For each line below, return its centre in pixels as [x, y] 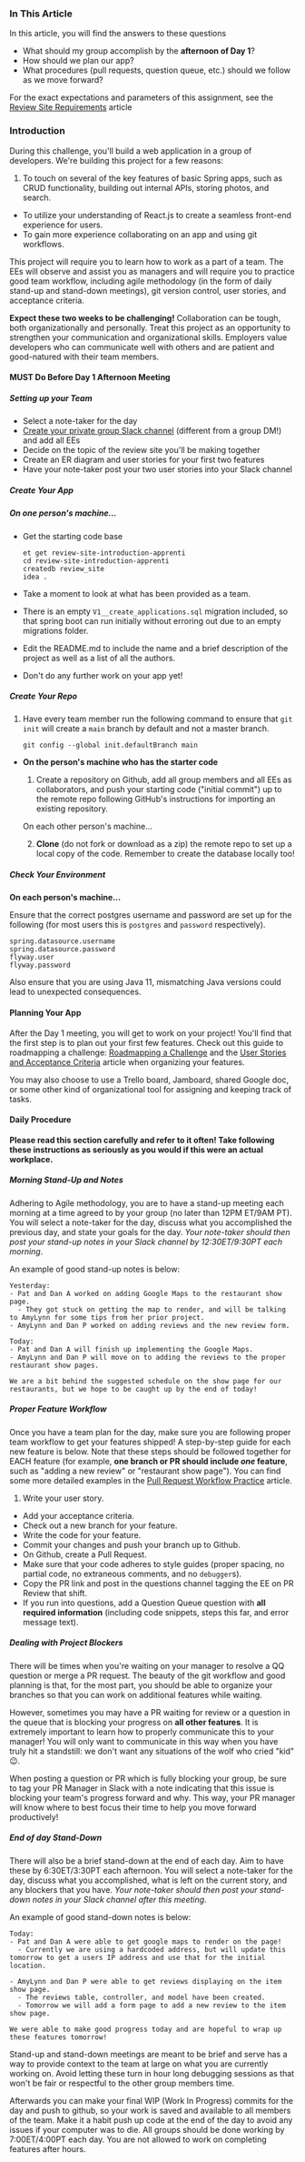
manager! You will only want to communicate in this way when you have [144, 1741]
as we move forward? [63, 80]
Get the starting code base [73, 536]
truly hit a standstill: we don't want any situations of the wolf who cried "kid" [152, 1751]
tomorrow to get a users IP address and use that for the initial [138, 1957]
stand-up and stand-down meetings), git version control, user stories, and [148, 290]
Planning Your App [45, 1013]
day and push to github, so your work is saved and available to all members [150, 2110]
